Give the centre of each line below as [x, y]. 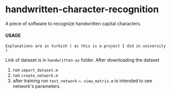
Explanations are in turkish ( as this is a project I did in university [86, 46]
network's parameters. [37, 86]
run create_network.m [35, 76]
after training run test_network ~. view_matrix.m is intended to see [82, 81]
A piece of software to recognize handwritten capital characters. [73, 24]
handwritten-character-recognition [82, 9]
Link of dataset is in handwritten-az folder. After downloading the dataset [82, 60]
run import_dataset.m [35, 70]
